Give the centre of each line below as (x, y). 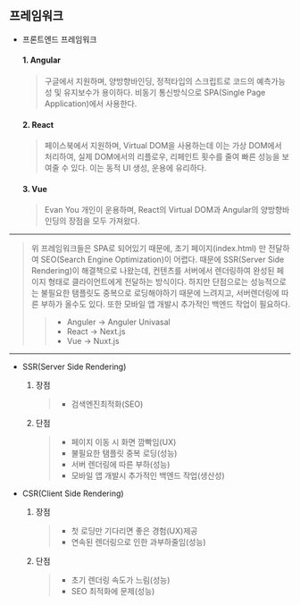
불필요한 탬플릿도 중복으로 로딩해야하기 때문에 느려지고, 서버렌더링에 (160, 293)
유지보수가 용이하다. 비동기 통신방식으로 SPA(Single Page (165, 93)
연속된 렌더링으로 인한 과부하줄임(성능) (139, 542)
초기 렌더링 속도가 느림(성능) (121, 580)
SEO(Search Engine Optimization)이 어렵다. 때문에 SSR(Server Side (162, 260)
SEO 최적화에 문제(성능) (113, 592)
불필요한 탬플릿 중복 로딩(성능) (124, 453)
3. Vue (34, 189)
